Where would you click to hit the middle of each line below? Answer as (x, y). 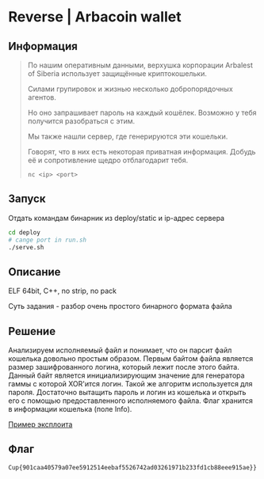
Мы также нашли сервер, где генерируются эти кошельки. (128, 136)
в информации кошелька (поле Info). (70, 409)
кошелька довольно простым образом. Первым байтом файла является (131, 359)
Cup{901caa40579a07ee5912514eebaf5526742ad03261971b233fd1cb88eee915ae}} (133, 467)
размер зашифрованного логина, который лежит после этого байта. (124, 367)
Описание (34, 272)
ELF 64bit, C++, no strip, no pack (63, 291)
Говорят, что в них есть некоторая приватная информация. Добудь (142, 152)
